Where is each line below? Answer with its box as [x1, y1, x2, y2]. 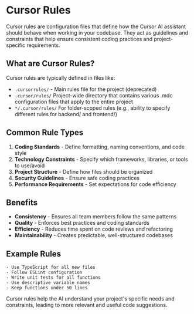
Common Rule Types [6, 127, 84, 138]
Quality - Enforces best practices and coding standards [14, 220, 149, 227]
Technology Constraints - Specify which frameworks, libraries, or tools [14, 156, 189, 163]
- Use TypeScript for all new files [6, 265, 96, 271]
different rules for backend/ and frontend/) [14, 110, 118, 117]
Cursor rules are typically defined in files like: [6, 74, 115, 81]
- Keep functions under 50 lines [6, 285, 88, 291]
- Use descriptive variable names [6, 280, 91, 286]
